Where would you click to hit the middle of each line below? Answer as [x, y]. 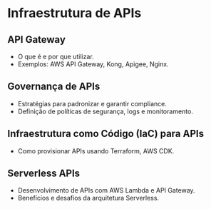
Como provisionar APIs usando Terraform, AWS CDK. [96, 151]
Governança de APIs [54, 87]
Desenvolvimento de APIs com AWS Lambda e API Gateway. [106, 190]
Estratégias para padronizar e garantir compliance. [92, 103]
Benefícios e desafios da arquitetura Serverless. [88, 198]
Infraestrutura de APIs [74, 13]
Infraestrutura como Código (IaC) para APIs [106, 134]
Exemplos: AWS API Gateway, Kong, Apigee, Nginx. [93, 64]
